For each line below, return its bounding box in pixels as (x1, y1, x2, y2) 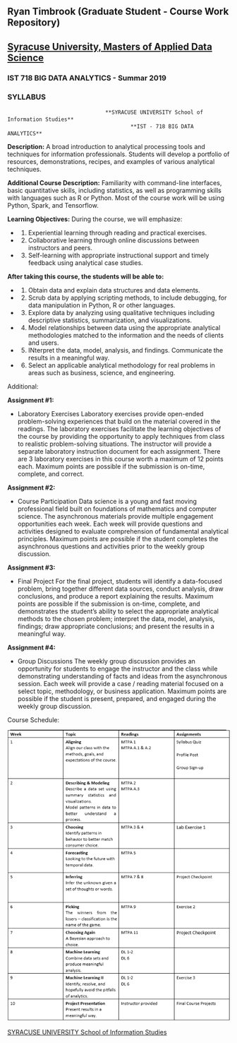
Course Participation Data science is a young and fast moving (17, 497, 197, 505)
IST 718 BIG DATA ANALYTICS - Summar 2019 (7, 73, 167, 83)
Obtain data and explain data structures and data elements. (28, 286, 201, 294)
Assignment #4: (7, 643, 56, 652)
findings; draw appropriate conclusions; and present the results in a (17, 622, 215, 630)
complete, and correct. (17, 470, 85, 478)
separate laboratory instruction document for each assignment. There (17, 447, 221, 455)
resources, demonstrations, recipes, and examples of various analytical (7, 158, 215, 165)
